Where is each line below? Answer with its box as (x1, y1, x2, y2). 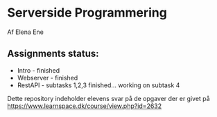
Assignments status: (7, 48, 99, 60)
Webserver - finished (17, 73, 78, 82)
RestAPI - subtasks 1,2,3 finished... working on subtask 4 (17, 81, 180, 89)
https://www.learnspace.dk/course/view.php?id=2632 (7, 102, 162, 110)
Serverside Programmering (7, 5, 168, 21)
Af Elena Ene (7, 28, 44, 36)
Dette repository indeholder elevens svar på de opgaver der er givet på (7, 94, 210, 102)
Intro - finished (17, 66, 60, 74)
